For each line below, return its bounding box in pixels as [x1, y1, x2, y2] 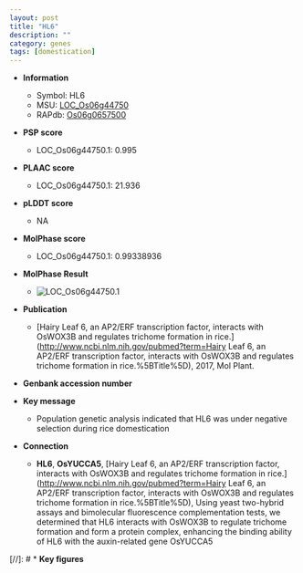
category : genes [9, 38, 71, 48]
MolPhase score [22, 234, 86, 245]
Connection [22, 441, 68, 452]
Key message [22, 396, 76, 407]
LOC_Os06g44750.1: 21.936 [36, 180, 141, 192]
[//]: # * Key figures [9, 554, 84, 565]
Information [22, 72, 69, 83]
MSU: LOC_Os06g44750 [36, 99, 130, 110]
